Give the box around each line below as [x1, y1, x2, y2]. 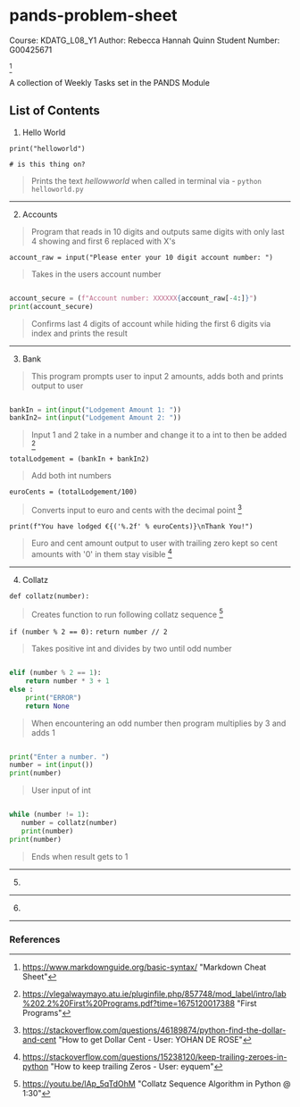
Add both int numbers [30, 470, 112, 481]
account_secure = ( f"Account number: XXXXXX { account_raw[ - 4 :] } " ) [9, 294, 257, 303]
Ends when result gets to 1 [30, 851, 129, 861]
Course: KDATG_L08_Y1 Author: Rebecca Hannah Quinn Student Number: [9, 35, 280, 46]
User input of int [30, 785, 91, 795]
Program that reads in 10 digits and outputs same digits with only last [30, 226, 285, 237]
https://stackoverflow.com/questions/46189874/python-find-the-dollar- [21, 1025, 287, 1036]
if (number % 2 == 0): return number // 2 [9, 628, 168, 637]
